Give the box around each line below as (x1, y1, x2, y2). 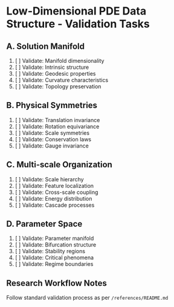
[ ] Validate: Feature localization (14, 182, 94, 189)
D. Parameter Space (6, 219, 83, 229)
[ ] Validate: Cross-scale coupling (14, 189, 98, 196)
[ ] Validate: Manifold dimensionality (14, 57, 105, 64)
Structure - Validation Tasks (6, 17, 150, 31)
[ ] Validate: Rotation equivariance (14, 123, 100, 130)
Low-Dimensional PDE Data (6, 4, 147, 18)
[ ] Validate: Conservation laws (14, 135, 92, 143)
